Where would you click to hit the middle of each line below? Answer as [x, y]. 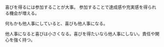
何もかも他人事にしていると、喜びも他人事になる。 [57, 23]
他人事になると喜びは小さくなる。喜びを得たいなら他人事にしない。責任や [80, 34]
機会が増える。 [24, 13]
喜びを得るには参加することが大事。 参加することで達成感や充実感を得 [76, 7]
